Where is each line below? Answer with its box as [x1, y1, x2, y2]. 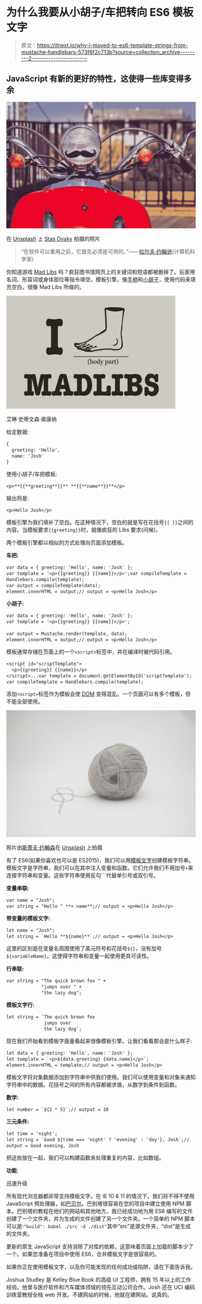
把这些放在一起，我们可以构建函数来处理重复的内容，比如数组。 [6, 1154, 164, 1161]
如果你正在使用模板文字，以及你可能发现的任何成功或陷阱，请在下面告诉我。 [6, 1263, 196, 1271]
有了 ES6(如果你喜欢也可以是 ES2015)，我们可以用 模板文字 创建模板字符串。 [6, 856, 194, 864]
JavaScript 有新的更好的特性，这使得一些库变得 [6, 73, 185, 84]
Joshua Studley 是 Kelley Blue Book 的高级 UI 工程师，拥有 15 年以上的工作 [6, 1276, 191, 1284]
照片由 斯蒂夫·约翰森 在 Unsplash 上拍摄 [6, 844, 103, 851]
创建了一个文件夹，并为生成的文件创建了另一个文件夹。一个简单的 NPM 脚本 [6, 1215, 195, 1223]
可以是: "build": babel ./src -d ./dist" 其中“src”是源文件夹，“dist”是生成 [6, 1223, 191, 1230]
